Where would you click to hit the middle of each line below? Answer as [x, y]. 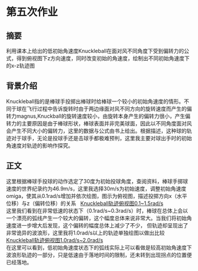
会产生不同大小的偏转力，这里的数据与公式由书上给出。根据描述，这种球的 [96, 131]
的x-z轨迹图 [21, 66]
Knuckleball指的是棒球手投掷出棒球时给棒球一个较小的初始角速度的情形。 [95, 101]
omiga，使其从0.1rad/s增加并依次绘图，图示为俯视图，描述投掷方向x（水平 [97, 196]
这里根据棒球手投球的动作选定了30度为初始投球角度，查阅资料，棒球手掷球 [97, 181]
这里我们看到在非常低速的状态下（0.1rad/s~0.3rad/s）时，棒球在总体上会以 [97, 210]
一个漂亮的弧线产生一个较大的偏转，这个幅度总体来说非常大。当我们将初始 [96, 218]
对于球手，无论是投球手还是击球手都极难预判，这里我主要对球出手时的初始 [101, 138]
